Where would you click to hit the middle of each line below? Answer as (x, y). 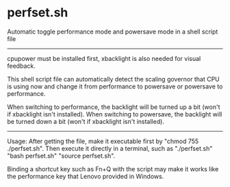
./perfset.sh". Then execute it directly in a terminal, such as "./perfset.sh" (110, 148)
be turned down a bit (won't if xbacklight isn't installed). (86, 121)
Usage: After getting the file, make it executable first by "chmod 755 (103, 141)
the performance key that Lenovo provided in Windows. (86, 176)
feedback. (21, 66)
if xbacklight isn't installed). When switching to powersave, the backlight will (115, 114)
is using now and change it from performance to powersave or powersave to (115, 86)
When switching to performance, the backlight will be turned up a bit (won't (114, 107)
